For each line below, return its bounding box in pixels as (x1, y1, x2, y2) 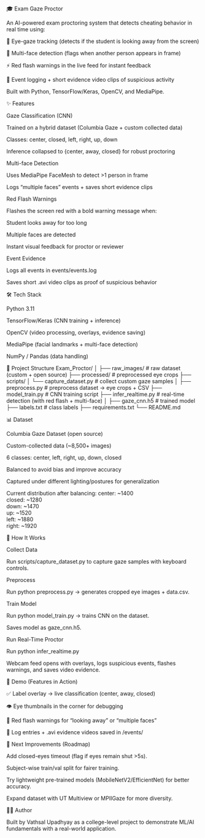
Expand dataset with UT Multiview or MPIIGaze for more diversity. (6, 794, 173, 802)
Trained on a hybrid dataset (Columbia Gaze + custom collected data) (6, 124, 183, 131)
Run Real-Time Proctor (6, 636, 64, 643)
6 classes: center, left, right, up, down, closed (6, 454, 122, 461)
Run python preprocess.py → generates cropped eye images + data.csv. (6, 588, 190, 596)
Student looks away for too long (6, 219, 87, 226)
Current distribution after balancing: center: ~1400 (6, 490, 134, 497)
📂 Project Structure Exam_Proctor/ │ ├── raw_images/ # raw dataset (6, 365, 181, 371)
